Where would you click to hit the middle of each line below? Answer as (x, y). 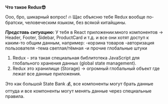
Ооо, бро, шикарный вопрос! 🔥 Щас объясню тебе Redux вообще (75, 17)
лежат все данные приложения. (47, 74)
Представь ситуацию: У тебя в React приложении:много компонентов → (84, 32)
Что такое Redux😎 (26, 7)
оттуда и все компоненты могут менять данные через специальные (78, 91)
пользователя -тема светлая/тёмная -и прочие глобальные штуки (76, 48)
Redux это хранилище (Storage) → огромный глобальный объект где (86, 68)
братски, (15, 22)
